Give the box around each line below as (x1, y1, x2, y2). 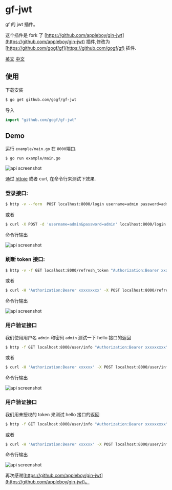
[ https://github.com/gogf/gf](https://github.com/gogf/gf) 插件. (5, 45, 137, 51)
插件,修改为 (86, 38, 110, 45)
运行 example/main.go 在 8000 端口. (5, 146, 77, 152)
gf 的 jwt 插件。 (5, 21, 38, 27)
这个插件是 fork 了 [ (5, 32, 47, 38)
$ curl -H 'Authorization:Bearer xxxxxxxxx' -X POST (5, 288, 120, 293)
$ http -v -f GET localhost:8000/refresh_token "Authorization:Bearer (5, 268, 159, 273)
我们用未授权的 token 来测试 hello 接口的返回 (5, 411, 100, 417)
